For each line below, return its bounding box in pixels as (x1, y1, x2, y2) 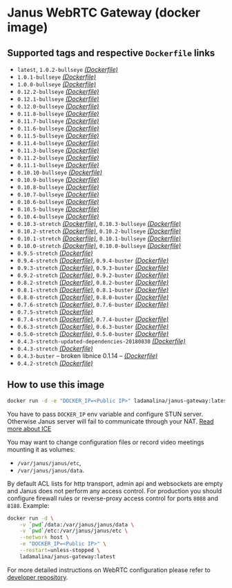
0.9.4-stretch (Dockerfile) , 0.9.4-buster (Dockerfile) (17, 256, 169, 264)
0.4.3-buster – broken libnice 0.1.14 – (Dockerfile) (17, 352, 158, 360)
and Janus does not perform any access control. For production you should (7, 486, 222, 495)
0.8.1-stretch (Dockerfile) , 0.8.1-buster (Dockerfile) (17, 285, 169, 294)
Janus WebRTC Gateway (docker (7, 5, 201, 21)
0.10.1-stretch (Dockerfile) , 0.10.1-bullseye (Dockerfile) (17, 234, 182, 243)
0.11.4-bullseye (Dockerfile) (17, 139, 99, 146)
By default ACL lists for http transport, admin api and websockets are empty (7, 479, 223, 488)
